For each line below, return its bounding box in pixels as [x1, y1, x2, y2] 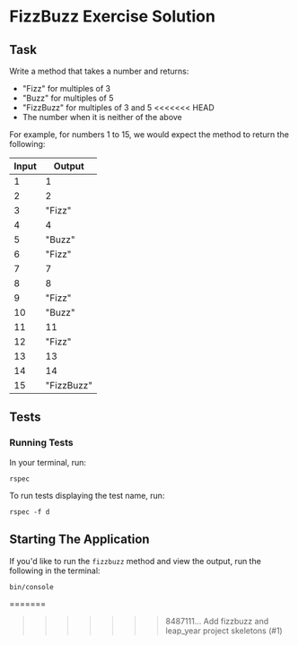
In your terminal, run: [9, 457, 87, 467]
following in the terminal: [9, 565, 101, 576]
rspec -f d [9, 507, 50, 517]
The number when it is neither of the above [22, 112, 182, 122]
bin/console [9, 582, 54, 591]
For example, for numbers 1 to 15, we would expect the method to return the [9, 129, 290, 140]
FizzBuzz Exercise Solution [9, 6, 215, 27]
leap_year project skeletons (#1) [165, 625, 283, 636]
